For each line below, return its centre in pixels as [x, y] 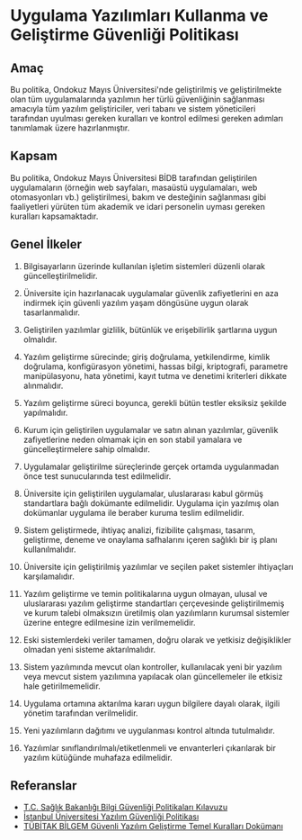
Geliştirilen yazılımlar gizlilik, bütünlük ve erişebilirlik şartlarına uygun [150, 330]
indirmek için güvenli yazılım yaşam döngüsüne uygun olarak [136, 303]
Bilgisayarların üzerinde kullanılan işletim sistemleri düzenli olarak [144, 266]
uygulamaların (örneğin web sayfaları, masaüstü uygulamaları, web [134, 187]
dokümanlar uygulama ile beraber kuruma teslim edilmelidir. [133, 512]
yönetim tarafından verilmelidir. [80, 713]
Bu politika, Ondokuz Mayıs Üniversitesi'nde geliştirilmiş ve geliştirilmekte [146, 90]
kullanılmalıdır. [49, 549]
